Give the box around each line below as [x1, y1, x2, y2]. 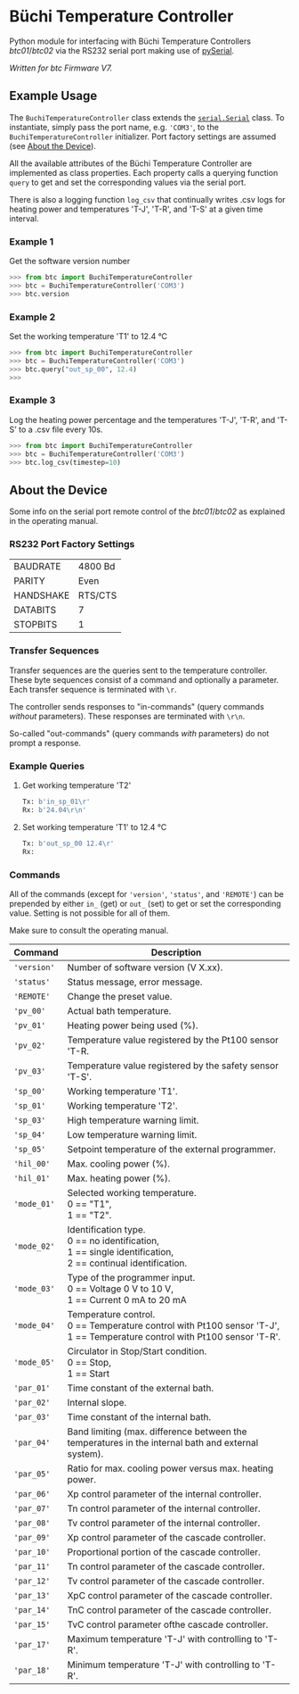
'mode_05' [13, 1357, 55, 1367]
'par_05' [13, 1468, 51, 1479]
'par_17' [13, 1640, 51, 1649]
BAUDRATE [13, 560, 61, 572]
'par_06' [13, 1489, 51, 1499]
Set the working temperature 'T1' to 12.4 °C [9, 330, 167, 341]
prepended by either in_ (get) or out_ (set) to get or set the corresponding [9, 898, 282, 909]
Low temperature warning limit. [67, 1128, 198, 1141]
